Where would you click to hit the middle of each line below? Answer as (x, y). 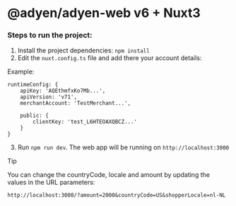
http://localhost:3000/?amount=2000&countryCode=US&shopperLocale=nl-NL (117, 195)
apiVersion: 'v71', (49, 97)
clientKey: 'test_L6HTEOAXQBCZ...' (85, 122)
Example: (21, 71)
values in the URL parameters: (51, 183)
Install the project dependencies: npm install (83, 50)
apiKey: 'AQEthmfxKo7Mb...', (63, 91)
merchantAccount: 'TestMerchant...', (76, 103)
